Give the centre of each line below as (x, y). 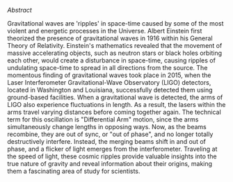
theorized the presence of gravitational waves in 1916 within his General (110, 38)
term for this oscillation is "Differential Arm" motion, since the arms (103, 119)
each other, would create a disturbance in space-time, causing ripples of (111, 60)
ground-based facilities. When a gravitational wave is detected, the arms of (115, 97)
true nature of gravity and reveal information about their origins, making (110, 164)
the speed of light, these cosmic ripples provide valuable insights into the (112, 156)
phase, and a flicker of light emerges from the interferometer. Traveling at (112, 149)
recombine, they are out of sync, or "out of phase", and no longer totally (110, 134)
